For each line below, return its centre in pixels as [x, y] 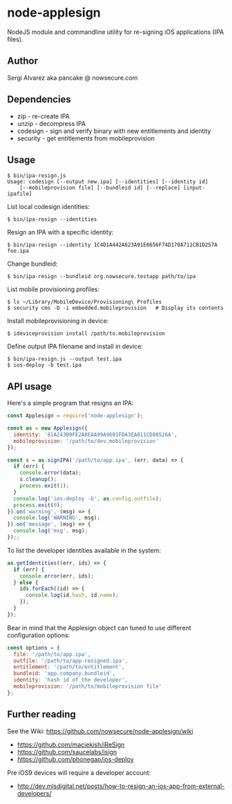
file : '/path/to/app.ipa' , [52, 654]
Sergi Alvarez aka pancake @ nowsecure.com [72, 77]
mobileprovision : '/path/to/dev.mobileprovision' [86, 441]
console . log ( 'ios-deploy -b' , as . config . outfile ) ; [88, 499]
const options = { [33, 648]
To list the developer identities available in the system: [84, 550]
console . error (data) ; [50, 473]
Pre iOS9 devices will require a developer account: [79, 772]
